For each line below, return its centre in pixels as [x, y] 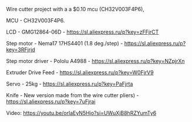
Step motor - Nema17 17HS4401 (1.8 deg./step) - [65, 43]
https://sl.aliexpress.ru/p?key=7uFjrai [51, 101]
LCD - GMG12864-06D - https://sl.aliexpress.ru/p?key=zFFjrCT [82, 32]
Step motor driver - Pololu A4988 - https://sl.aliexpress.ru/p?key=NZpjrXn [95, 61]
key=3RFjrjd [21, 50]
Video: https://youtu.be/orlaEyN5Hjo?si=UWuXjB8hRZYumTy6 [81, 113]
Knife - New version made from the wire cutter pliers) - [73, 95]
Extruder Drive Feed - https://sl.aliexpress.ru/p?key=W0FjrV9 [80, 72]
